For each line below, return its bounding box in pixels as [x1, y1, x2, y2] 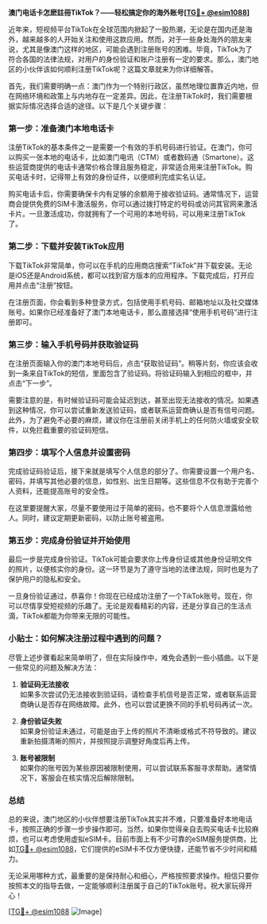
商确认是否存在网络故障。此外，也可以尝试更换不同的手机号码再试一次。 [19, 699, 257, 709]
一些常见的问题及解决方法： [8, 662, 99, 672]
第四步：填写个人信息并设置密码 [8, 447, 131, 458]
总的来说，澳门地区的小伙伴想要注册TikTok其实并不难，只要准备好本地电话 [8, 814, 253, 824]
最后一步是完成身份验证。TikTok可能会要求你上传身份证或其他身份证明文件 [8, 554, 253, 564]
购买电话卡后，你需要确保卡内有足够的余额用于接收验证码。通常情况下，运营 [8, 189, 259, 199]
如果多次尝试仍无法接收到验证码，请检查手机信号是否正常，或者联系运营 [19, 689, 257, 699]
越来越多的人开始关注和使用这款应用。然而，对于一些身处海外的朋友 [21, 35, 245, 44]
